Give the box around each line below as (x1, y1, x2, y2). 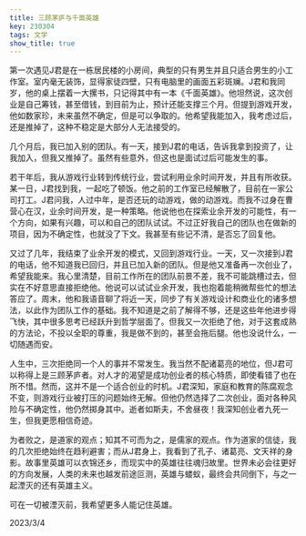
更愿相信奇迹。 (40, 415, 97, 426)
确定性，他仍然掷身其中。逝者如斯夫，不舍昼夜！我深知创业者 (33, 404, 265, 415)
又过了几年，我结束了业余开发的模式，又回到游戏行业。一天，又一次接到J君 (9, 248, 293, 259)
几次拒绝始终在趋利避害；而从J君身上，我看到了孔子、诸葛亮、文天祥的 (16, 446, 285, 457)
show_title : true (9, 38, 76, 48)
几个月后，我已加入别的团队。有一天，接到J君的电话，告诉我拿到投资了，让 (9, 141, 293, 152)
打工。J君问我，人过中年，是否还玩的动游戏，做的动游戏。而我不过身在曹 (16, 195, 293, 206)
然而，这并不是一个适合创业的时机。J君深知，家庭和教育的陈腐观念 (40, 381, 293, 392)
